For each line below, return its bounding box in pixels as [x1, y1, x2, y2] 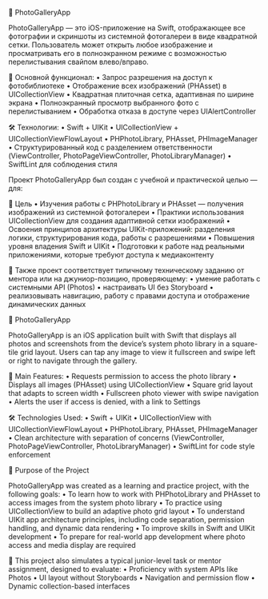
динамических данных [8, 300, 86, 309]
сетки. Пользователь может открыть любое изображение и [8, 40, 214, 50]
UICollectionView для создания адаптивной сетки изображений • [8, 216, 230, 226]
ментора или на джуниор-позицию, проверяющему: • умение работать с [8, 274, 261, 283]
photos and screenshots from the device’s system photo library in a [8, 339, 230, 348]
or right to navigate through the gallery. [8, 356, 138, 365]
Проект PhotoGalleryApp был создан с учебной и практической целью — [8, 175, 258, 184]
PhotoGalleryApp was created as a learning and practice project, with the [8, 481, 250, 490]
